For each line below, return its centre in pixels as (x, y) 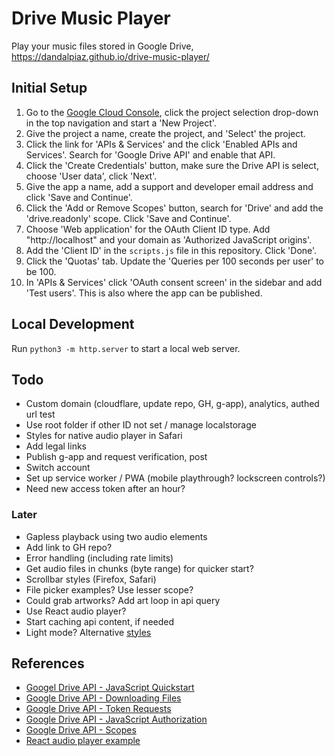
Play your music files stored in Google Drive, (102, 46)
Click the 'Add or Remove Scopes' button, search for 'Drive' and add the (174, 208)
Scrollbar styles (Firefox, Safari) (91, 579)
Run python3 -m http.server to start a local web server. (126, 348)
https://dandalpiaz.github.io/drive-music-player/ (110, 56)
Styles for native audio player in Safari (104, 436)
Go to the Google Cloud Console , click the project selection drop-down (172, 112)
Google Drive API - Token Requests (98, 709)
